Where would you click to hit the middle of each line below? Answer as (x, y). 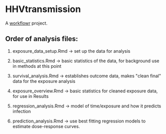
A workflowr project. (26, 23)
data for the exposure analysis (44, 81)
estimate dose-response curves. (46, 126)
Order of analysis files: (42, 39)
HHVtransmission (43, 9)
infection (22, 111)
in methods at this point (37, 66)
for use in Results (30, 96)
